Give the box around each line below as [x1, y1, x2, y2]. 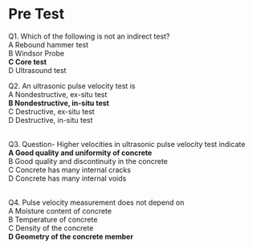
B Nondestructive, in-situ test [8, 98, 110, 108]
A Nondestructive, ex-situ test [8, 89, 108, 99]
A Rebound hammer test [8, 39, 89, 49]
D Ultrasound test [8, 65, 67, 75]
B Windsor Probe [8, 48, 65, 58]
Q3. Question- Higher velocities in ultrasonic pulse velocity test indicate [8, 139, 246, 149]
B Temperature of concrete [8, 214, 98, 224]
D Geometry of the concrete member [8, 231, 134, 241]
